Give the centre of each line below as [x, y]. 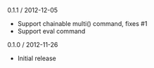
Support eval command [51, 31]
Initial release [37, 58]
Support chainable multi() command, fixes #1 [82, 23]
